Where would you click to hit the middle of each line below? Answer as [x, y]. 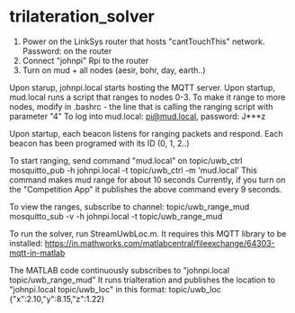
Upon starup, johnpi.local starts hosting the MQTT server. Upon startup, [143, 87]
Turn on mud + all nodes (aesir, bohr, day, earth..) [114, 70]
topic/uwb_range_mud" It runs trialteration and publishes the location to [143, 280]
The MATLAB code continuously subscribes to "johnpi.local [120, 270]
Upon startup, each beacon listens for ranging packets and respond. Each [146, 133]
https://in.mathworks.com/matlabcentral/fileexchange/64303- [160, 243]
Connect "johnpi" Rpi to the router [85, 60]
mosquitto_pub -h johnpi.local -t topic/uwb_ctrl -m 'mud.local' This [134, 170]
